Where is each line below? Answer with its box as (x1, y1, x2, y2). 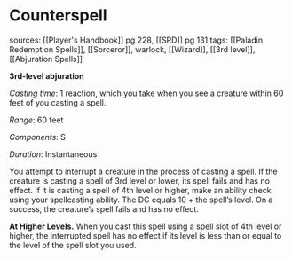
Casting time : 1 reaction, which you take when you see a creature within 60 (9, 88, 284, 98)
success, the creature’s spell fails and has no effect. (9, 203, 200, 214)
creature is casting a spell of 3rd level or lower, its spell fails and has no (9, 175, 271, 186)
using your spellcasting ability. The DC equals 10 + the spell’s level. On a (9, 194, 273, 205)
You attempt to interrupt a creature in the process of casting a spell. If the (9, 166, 278, 177)
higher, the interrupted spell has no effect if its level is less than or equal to (9, 230, 282, 240)
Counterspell (9, 5, 107, 26)
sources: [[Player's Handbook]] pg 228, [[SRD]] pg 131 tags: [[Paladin (9, 35, 264, 45)
